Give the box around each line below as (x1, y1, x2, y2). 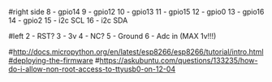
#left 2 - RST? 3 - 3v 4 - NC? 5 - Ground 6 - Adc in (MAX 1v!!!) (8, 32, 217, 41)
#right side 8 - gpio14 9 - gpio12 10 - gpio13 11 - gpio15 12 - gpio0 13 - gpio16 (8, 7, 265, 16)
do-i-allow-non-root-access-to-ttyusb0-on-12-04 (8, 64, 176, 74)
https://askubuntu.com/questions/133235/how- (99, 56, 258, 65)
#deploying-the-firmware (8, 56, 93, 65)
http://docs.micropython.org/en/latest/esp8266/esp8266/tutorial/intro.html (12, 47, 264, 56)
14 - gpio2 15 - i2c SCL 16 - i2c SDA (8, 15, 128, 25)
